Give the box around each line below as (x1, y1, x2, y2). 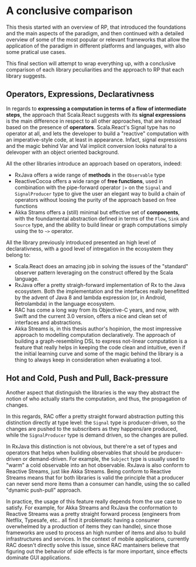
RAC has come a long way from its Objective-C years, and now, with (14, 306, 180, 313)
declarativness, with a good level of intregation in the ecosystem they (6, 245, 174, 252)
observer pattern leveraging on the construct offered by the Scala (14, 269, 174, 276)
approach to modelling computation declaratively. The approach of (14, 331, 176, 338)
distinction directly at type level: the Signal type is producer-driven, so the (6, 419, 185, 426)
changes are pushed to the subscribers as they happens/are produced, (6, 425, 178, 432)
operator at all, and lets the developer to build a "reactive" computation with (6, 130, 189, 137)
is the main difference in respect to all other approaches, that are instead (6, 117, 181, 124)
